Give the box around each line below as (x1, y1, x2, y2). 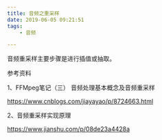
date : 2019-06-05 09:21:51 (7, 16, 84, 23)
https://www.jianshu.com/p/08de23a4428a (7, 125, 130, 133)
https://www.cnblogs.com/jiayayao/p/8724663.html (7, 97, 154, 106)
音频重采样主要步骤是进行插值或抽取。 (7, 55, 115, 63)
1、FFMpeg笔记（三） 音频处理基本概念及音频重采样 (7, 83, 156, 92)
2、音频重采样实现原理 (7, 111, 71, 120)
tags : (7, 23, 23, 29)
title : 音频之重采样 (7, 10, 60, 17)
